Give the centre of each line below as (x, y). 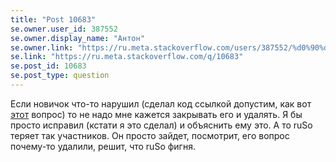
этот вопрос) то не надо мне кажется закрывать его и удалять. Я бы (156, 114)
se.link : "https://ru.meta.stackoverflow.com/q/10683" (127, 57)
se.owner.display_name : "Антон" (77, 38)
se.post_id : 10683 (48, 66)
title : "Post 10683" (53, 19)
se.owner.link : (42, 47)
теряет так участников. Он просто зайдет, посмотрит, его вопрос (150, 135)
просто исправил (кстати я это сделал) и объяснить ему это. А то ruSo (161, 125)
